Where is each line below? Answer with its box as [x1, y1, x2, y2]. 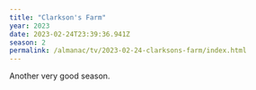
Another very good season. [9, 70, 110, 81]
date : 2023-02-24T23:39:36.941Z [9, 29, 130, 38]
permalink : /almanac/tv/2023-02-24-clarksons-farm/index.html [9, 46, 247, 55]
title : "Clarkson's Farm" [9, 12, 106, 22]
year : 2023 [9, 21, 50, 30]
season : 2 [9, 37, 47, 47]
